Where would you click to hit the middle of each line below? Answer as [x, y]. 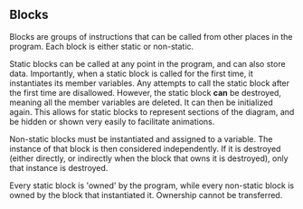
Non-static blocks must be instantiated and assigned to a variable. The [141, 138]
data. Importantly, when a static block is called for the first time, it [131, 73]
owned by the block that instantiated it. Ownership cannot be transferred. [146, 195]
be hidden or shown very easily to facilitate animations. [112, 121]
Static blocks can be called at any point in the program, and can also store [148, 63]
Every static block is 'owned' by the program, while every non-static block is [152, 185]
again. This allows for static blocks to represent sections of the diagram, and [152, 111]
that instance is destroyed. [59, 167]
